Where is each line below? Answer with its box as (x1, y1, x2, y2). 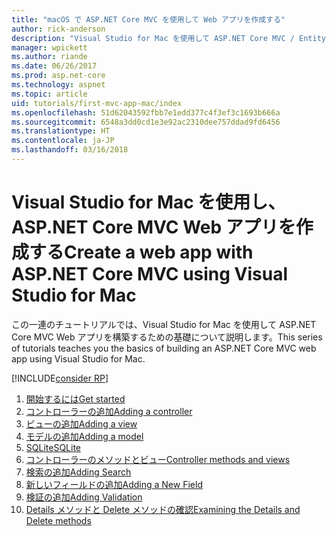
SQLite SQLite (25, 441, 82, 453)
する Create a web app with (29, 241, 254, 264)
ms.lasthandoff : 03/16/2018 (11, 145, 129, 155)
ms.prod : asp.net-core (11, 71, 106, 81)
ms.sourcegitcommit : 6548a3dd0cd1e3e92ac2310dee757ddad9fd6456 (11, 117, 281, 127)
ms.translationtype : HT (11, 126, 111, 136)
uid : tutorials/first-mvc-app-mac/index (11, 98, 183, 108)
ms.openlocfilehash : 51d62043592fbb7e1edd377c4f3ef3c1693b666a (11, 107, 281, 118)
